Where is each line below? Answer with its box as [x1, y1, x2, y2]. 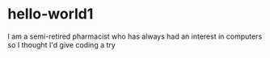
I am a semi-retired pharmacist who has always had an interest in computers [7, 31, 263, 41]
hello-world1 [7, 5, 94, 23]
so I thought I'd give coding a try [7, 39, 116, 49]
